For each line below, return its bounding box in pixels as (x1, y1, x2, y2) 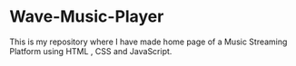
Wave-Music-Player (9, 6, 164, 27)
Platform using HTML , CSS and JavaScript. (9, 45, 173, 56)
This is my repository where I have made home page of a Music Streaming (9, 36, 288, 47)
